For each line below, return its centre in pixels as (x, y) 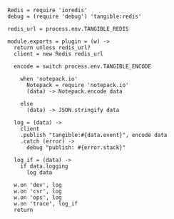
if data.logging (45, 166)
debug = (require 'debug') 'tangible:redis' (75, 16)
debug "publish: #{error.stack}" (76, 148)
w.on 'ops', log (38, 198)
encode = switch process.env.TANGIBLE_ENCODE (83, 66)
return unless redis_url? (52, 48)
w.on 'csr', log (38, 191)
